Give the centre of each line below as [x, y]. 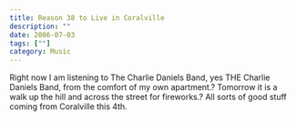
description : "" [40, 26]
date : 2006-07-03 [42, 35]
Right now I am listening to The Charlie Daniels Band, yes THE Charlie [140, 77]
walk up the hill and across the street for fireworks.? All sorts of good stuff [148, 97]
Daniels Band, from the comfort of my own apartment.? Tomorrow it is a [143, 87]
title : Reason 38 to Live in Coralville [87, 18]
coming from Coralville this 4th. [68, 106]
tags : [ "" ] [30, 43]
